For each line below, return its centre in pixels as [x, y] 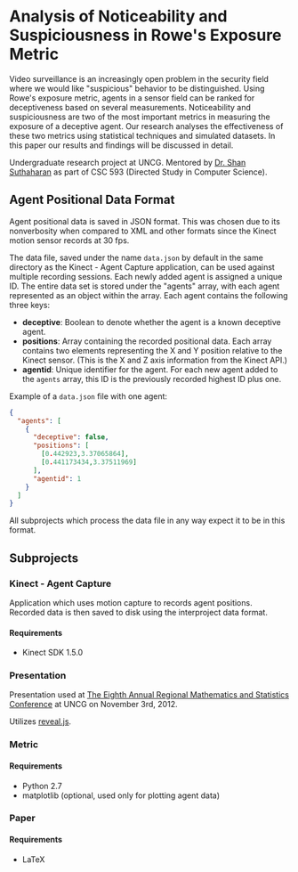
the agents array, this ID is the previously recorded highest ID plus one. [152, 379]
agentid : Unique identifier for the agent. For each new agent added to [150, 369]
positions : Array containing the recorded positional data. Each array [147, 341]
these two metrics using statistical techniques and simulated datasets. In [142, 135]
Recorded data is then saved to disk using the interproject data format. [139, 612]
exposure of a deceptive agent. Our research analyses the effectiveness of [146, 126]
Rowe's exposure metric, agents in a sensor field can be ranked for [132, 98]
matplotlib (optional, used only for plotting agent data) [121, 795]
